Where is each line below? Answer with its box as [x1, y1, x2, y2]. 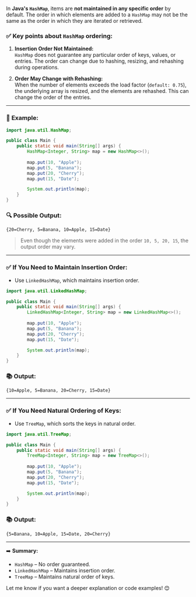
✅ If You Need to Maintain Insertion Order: [6, 263, 128, 271]
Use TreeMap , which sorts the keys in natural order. [14, 420, 136, 427]
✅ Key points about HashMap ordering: [6, 32, 113, 40]
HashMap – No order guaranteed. [14, 561, 90, 568]
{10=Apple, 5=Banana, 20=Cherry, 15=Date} [6, 388, 111, 394]
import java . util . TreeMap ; [6, 431, 72, 437]
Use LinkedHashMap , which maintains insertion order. [14, 277, 140, 284]
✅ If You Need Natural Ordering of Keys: [6, 406, 121, 415]
